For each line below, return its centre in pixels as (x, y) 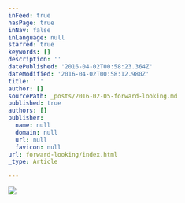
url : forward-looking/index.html (63, 154)
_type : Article (33, 162)
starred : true (31, 45)
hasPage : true (31, 23)
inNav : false (30, 30)
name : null (33, 125)
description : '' (35, 60)
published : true (35, 103)
